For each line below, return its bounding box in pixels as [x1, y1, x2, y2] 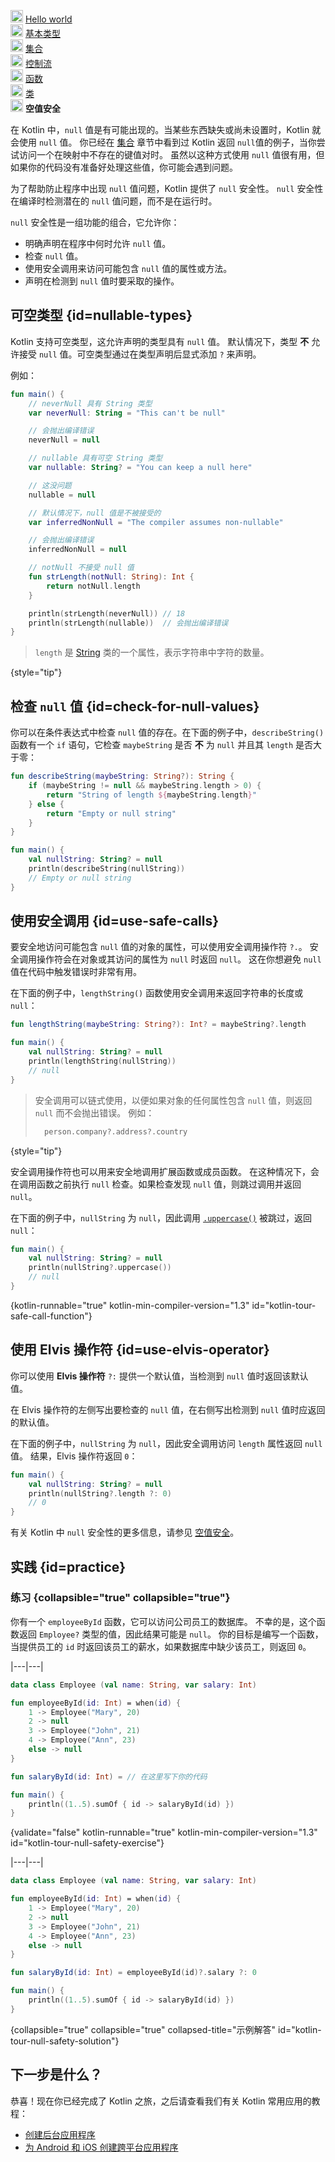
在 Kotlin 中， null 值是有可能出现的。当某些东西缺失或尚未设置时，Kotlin [10, 124, 310, 135]
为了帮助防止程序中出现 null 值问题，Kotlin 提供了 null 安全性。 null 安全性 [10, 183, 324, 194]
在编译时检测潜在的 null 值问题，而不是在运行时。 [10, 195, 218, 207]
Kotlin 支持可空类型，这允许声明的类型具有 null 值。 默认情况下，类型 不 [10, 335, 310, 347]
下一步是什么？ [10, 2066, 103, 2084]
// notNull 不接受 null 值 [28, 563, 135, 573]
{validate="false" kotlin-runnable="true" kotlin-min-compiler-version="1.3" [10, 1826, 318, 1839]
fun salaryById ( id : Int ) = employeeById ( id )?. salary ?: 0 [10, 1968, 257, 1978]
